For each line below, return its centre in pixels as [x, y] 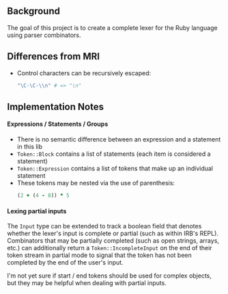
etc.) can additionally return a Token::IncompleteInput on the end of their [110, 248]
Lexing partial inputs [37, 211]
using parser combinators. [44, 35]
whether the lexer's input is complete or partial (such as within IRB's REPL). [113, 233]
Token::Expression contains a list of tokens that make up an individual [115, 169]
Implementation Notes [56, 106]
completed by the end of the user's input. [66, 263]
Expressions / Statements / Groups [58, 124]
